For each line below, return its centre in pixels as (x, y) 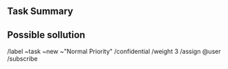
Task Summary (40, 11)
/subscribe (22, 59)
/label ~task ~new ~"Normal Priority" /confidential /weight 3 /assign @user (114, 52)
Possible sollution (46, 35)
